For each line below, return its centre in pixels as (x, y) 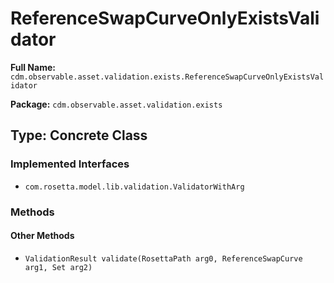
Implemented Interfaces (70, 164)
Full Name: (33, 67)
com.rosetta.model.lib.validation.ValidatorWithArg (134, 187)
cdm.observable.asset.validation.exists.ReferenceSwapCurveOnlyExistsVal (167, 77)
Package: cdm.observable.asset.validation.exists (116, 104)
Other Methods (42, 236)
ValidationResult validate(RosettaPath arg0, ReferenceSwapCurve (163, 258)
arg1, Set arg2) (58, 267)
